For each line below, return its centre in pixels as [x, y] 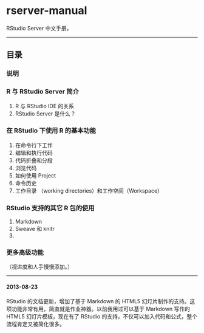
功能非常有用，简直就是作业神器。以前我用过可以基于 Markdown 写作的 [100, 309]
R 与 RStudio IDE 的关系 [45, 106]
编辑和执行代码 [34, 153]
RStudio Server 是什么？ [45, 114]
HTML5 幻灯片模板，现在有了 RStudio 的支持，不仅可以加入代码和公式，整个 [102, 316]
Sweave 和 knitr [35, 229]
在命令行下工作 [34, 145]
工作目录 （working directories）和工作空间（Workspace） [89, 191]
